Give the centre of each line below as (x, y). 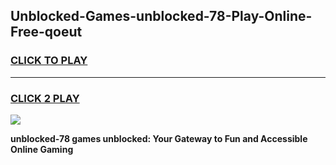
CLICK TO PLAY (49, 61)
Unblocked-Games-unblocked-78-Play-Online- (161, 16)
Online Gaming (42, 149)
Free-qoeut (46, 32)
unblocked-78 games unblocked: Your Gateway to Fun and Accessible (159, 138)
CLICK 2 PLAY (45, 98)
